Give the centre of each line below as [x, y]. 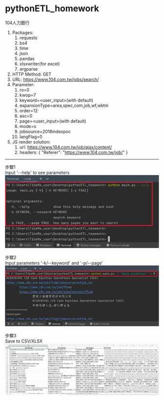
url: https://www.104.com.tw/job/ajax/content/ [66, 147]
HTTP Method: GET [32, 74]
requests [28, 38]
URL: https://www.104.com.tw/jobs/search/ [55, 79]
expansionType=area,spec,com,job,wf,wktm [64, 105]
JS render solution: [31, 142]
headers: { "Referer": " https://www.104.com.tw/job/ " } [73, 152]
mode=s [28, 126]
